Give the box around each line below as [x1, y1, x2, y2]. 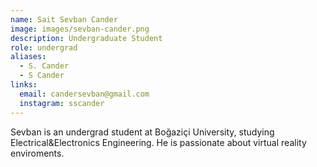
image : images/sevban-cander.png [10, 24, 150, 34]
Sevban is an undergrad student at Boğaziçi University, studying [10, 126, 275, 138]
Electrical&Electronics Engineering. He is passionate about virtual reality [10, 136, 307, 148]
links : [10, 80, 38, 90]
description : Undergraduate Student [10, 33, 163, 43]
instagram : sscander [19, 98, 105, 108]
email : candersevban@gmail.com [19, 89, 150, 99]
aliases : [10, 52, 47, 62]
